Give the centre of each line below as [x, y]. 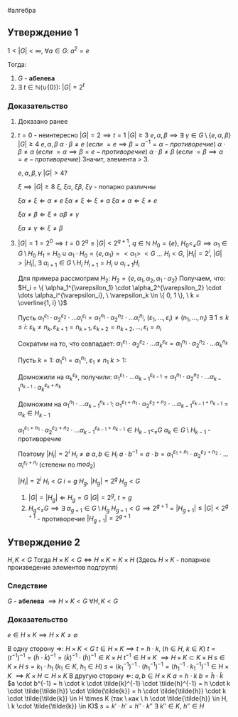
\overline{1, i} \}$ [42, 302]
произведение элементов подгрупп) [63, 567]
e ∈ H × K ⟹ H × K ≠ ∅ [43, 635]
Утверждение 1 [43, 32]
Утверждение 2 [44, 542]
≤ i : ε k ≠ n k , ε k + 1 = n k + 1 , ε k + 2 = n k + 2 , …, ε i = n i [90, 328]
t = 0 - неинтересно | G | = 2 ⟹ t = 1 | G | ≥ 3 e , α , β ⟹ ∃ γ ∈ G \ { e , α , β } [124, 135]
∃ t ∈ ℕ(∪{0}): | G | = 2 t [51, 87]
